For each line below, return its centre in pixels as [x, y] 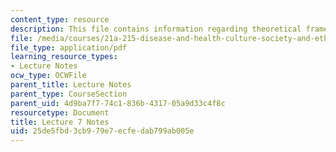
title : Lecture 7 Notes [60, 122]
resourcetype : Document [60, 112]
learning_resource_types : [64, 57]
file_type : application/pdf [69, 47]
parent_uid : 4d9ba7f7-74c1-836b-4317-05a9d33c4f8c [118, 103]
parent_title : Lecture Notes [71, 85]
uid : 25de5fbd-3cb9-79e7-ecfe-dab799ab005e [102, 131]
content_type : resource [60, 19]
